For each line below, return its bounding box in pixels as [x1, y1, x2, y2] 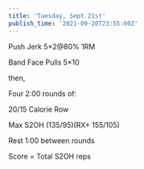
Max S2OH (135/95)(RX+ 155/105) [8, 120, 121, 129]
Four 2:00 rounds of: [8, 88, 77, 98]
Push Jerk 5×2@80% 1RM [8, 41, 96, 51]
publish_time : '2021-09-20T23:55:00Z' [8, 19, 138, 27]
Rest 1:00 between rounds [8, 135, 95, 146]
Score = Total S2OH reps [8, 151, 91, 161]
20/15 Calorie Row [8, 104, 69, 114]
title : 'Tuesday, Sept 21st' [8, 11, 106, 20]
